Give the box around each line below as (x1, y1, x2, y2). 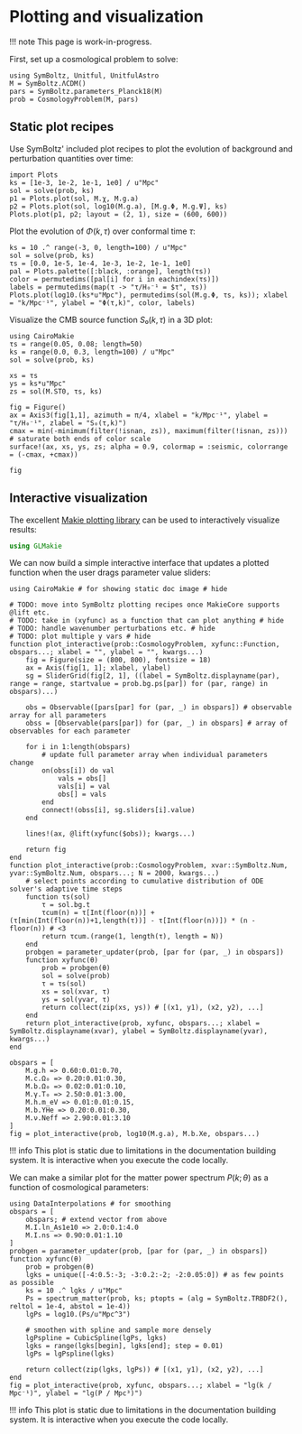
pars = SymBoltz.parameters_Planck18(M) (9, 87, 164, 96)
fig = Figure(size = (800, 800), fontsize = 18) (25, 656, 212, 665)
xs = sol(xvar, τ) (41, 987, 111, 996)
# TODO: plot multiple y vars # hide (9, 632, 151, 642)
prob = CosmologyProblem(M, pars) (9, 95, 140, 104)
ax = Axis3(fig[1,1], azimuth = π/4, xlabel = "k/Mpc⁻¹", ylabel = (9, 411, 269, 420)
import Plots (9, 170, 59, 180)
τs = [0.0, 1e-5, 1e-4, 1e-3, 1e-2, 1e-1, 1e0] (9, 259, 192, 268)
